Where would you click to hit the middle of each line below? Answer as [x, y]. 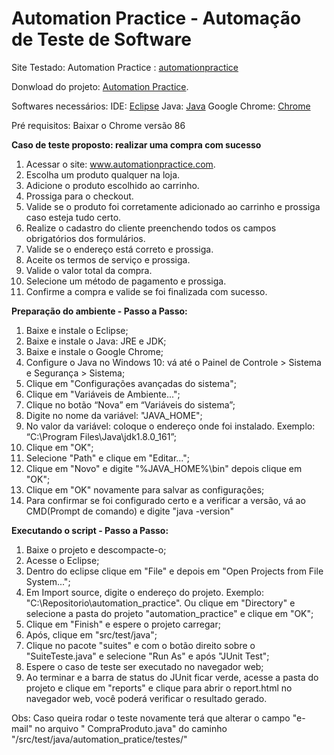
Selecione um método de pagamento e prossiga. [126, 281]
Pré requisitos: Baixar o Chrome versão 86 [98, 125]
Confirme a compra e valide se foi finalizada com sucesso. [146, 291]
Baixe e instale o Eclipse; [77, 330]
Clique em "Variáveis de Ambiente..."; [103, 394]
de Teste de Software [101, 39]
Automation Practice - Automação [156, 18]
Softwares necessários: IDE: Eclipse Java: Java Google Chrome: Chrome [161, 106]
